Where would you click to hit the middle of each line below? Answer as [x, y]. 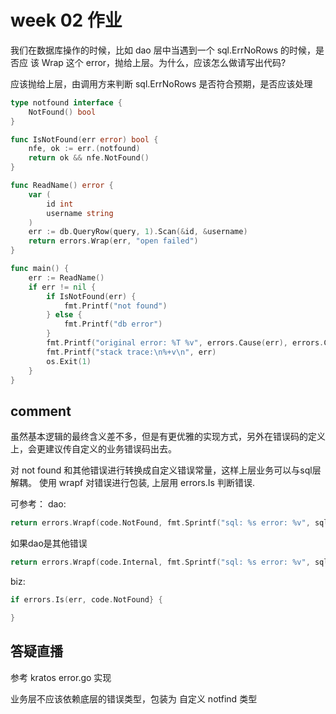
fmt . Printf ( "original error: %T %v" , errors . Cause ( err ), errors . [185, 343]
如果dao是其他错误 [49, 543]
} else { [64, 315]
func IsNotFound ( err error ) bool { [84, 139]
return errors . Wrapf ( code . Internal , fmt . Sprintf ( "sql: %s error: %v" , [160, 562]
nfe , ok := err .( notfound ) [84, 149]
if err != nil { [62, 287]
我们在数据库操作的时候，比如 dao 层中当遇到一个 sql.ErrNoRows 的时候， [163, 50]
